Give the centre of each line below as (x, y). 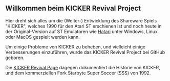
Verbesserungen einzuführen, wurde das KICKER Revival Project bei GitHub (85, 52)
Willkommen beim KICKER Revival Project (73, 8)
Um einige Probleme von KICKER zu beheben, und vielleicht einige (76, 47)
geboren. (15, 58)
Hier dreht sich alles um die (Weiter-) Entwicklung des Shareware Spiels (81, 20)
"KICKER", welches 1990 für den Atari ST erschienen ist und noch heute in (84, 26)
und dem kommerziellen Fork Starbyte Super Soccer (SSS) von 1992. (78, 73)
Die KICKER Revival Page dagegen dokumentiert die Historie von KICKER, (83, 67)
